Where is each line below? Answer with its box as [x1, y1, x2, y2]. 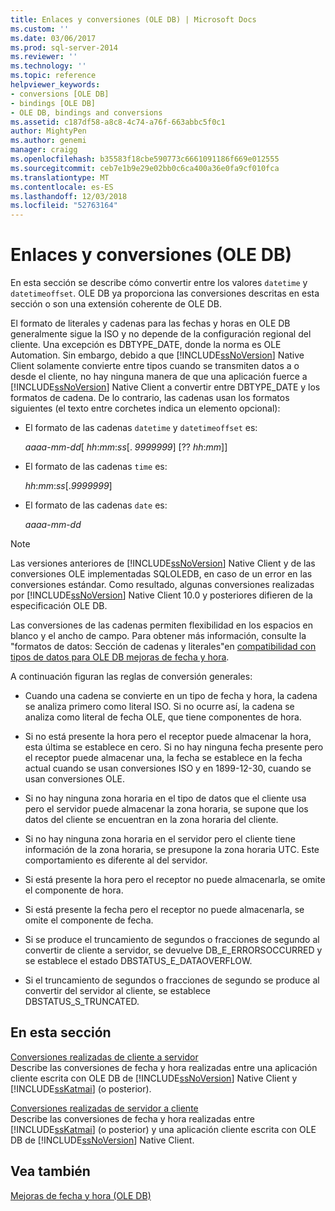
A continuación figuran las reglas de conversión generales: [10, 671, 253, 683]
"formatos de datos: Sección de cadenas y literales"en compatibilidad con [10, 641, 317, 653]
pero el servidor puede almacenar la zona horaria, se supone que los [24, 803, 309, 815]
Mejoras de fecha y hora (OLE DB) [10, 1189, 152, 1201]
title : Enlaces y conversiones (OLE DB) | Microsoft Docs [10, 14, 257, 25]
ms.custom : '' [10, 24, 70, 34]
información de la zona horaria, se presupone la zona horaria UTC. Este [24, 844, 320, 856]
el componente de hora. [24, 884, 124, 896]
